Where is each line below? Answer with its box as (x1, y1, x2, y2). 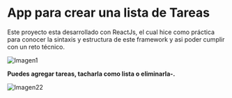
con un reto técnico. (7, 42, 65, 51)
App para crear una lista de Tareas (7, 5, 210, 21)
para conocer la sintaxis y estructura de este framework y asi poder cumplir (7, 35, 225, 43)
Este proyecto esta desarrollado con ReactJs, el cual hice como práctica (7, 28, 215, 36)
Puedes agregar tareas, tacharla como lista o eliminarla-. (7, 70, 176, 78)
